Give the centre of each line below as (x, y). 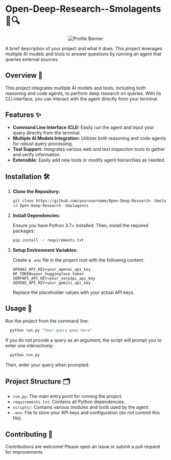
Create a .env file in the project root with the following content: (78, 260)
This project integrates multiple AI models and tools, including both (76, 88)
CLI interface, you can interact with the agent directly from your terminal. (82, 98)
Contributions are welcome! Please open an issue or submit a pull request (83, 447)
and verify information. (37, 154)
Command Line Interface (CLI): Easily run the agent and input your (83, 127)
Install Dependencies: (36, 215)
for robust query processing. (43, 144)
